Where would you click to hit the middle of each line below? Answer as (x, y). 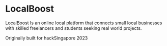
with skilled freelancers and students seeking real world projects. (74, 28)
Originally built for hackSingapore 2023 (47, 38)
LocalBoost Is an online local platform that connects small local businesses (84, 23)
